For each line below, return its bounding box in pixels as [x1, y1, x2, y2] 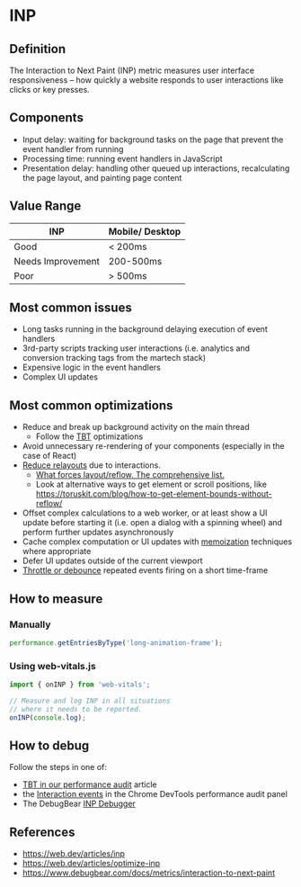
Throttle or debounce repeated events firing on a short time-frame [22, 565, 269, 576]
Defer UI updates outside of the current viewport [22, 555, 203, 567]
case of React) [22, 451, 77, 461]
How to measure [9, 591, 103, 606]
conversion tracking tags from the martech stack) [22, 353, 207, 363]
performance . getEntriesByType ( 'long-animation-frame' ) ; [9, 638, 223, 648]
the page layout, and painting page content [22, 172, 182, 183]
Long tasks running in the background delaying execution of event [22, 324, 268, 335]
